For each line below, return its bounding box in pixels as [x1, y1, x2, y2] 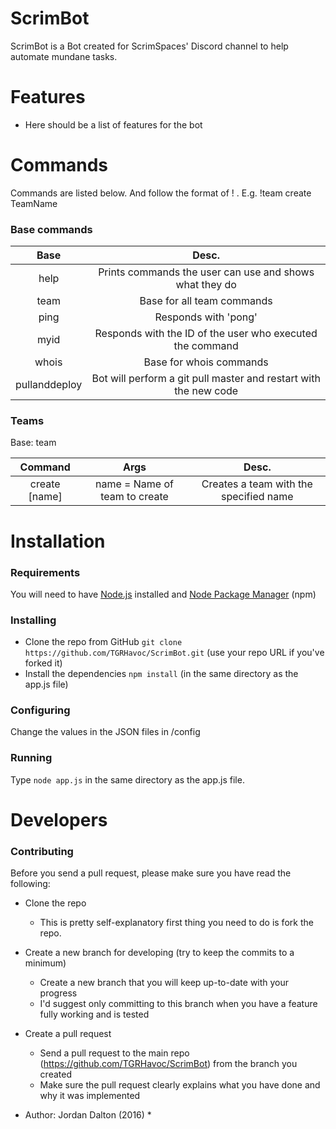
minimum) [24, 957, 67, 969]
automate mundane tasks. [10, 50, 118, 62]
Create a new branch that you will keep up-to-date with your [39, 977, 290, 989]
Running [10, 751, 53, 765]
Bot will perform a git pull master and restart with [91, 372, 321, 386]
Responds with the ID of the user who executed [94, 327, 318, 341]
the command [173, 339, 239, 353]
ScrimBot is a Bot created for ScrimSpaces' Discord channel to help [10, 40, 289, 52]
